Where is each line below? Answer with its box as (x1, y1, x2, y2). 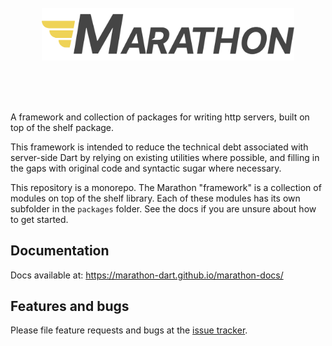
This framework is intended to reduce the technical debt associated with (10, 141, 309, 153)
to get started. (10, 213, 69, 225)
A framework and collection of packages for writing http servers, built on (10, 111, 310, 123)
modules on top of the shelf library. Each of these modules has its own (10, 192, 301, 204)
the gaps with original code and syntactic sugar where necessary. (10, 162, 282, 174)
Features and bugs (10, 298, 130, 315)
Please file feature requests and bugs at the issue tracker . (10, 324, 248, 336)
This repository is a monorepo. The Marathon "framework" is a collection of (10, 181, 322, 193)
